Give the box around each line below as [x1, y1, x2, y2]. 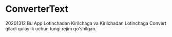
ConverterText [5, 3, 68, 15]
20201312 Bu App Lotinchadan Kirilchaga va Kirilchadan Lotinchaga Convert [5, 20, 167, 26]
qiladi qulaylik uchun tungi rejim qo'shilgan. [5, 25, 97, 31]
